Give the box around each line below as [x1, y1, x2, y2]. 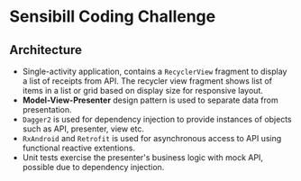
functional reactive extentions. [22, 142, 135, 153]
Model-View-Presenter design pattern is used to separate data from [22, 95, 278, 105]
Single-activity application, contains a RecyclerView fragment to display [22, 66, 287, 77]
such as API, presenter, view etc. [22, 123, 144, 134]
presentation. [22, 104, 72, 114]
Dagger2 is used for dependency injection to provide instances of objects [22, 114, 292, 124]
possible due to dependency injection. [22, 162, 165, 172]
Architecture [9, 42, 83, 58]
